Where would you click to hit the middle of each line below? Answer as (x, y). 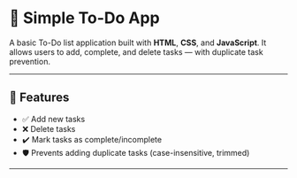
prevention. (30, 61)
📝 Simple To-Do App (85, 18)
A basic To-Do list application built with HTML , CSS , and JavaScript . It (138, 43)
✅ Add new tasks (53, 119)
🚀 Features (39, 98)
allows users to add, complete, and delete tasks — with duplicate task (136, 51)
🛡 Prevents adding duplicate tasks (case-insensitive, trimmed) (136, 152)
